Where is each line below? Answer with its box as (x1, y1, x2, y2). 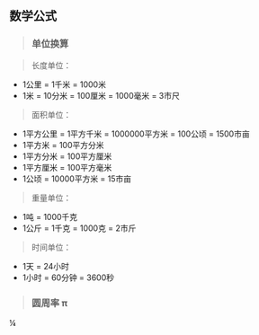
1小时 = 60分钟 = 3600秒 (22, 272, 115, 283)
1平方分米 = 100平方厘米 (22, 151, 112, 162)
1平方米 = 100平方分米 (22, 139, 104, 150)
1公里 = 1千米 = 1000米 (22, 79, 106, 90)
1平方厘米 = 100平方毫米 (22, 162, 112, 172)
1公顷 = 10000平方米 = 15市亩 (22, 173, 132, 184)
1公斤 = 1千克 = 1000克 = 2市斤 (22, 223, 137, 234)
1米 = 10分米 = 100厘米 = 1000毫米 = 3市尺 (22, 90, 180, 101)
